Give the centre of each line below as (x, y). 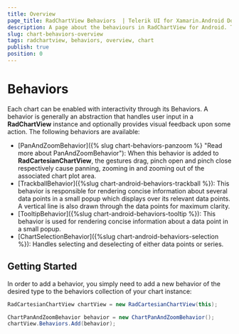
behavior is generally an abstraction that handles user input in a (101, 116)
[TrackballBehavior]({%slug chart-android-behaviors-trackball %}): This (123, 183)
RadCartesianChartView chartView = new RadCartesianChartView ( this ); (113, 304)
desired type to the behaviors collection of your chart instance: (100, 291)
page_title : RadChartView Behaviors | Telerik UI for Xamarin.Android (116, 21)
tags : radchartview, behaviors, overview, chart (81, 41)
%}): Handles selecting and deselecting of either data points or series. (121, 244)
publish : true (28, 47)
